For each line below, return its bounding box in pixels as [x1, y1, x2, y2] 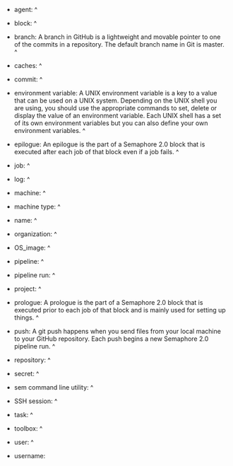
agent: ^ [13, 6, 37, 13]
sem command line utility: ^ [13, 383, 94, 391]
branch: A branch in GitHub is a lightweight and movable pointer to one [13, 33, 221, 41]
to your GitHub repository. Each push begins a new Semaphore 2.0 [13, 334, 209, 343]
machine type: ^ [13, 202, 61, 211]
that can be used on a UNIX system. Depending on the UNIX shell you [13, 96, 217, 105]
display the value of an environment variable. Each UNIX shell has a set [13, 112, 222, 120]
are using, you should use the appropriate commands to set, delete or [13, 104, 217, 112]
